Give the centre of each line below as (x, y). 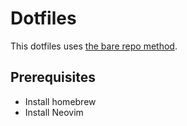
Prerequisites (53, 77)
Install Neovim (54, 112)
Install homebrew (60, 101)
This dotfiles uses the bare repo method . (94, 46)
